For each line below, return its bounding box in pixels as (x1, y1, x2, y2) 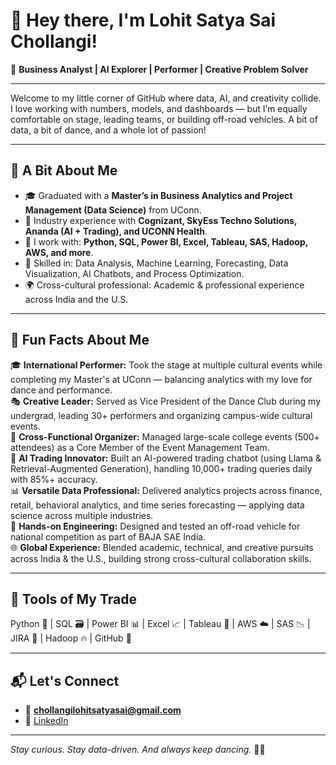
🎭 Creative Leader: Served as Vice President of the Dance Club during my (10, 395, 322, 407)
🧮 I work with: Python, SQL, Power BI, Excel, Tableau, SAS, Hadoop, (24, 235, 308, 248)
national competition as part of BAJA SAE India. (10, 530, 207, 543)
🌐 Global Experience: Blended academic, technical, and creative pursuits (10, 541, 314, 553)
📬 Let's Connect (10, 672, 120, 689)
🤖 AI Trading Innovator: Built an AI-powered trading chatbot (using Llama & (10, 452, 322, 464)
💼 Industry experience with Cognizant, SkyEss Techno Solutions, (24, 214, 298, 226)
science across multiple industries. (10, 509, 154, 521)
